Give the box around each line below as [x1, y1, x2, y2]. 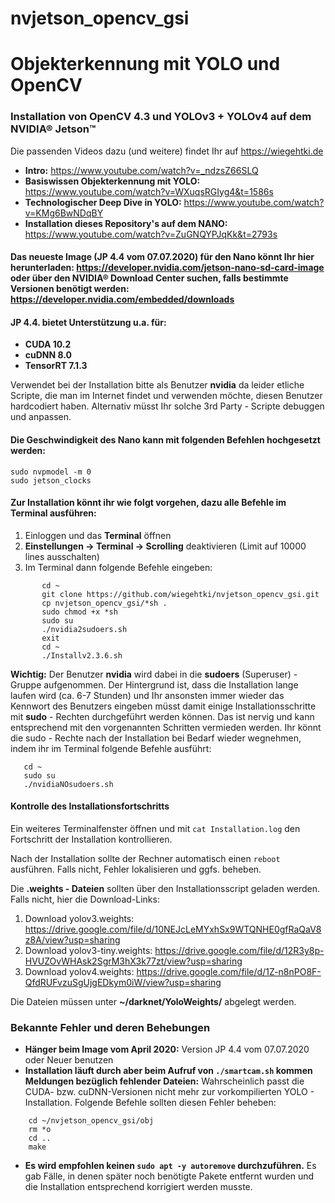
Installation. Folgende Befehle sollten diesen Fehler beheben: [24, 1097, 277, 1109]
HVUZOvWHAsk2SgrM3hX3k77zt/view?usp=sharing [24, 955, 243, 967]
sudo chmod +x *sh [41, 607, 118, 617]
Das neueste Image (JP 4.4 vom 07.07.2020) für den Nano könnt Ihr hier [10, 251, 315, 263]
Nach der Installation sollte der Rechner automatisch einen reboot [10, 853, 281, 865]
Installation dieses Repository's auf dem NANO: [24, 217, 228, 229]
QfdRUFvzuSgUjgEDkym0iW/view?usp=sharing [24, 977, 222, 989]
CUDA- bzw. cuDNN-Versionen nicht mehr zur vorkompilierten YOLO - [24, 1086, 315, 1098]
